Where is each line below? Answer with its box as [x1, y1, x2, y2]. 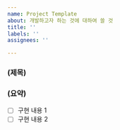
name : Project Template [7, 10, 78, 18]
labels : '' [7, 30, 40, 38]
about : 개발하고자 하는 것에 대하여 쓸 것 [7, 17, 114, 24]
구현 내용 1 [17, 106, 47, 114]
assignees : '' [7, 37, 49, 44]
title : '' [7, 23, 37, 31]
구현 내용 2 [17, 115, 48, 124]
